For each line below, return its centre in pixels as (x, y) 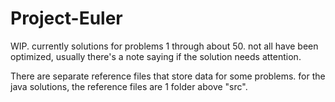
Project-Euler (66, 18)
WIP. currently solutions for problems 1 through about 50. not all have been (164, 46)
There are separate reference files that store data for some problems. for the (168, 76)
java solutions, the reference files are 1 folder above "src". (129, 86)
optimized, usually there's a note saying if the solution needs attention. (156, 56)
